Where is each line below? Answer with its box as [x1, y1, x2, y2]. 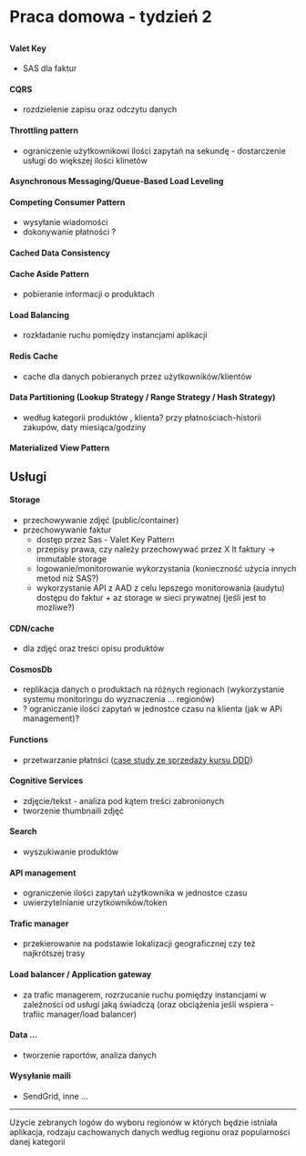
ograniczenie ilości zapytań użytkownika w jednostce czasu [22, 887, 248, 899]
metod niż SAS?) [36, 573, 99, 583]
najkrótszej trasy [22, 948, 86, 959]
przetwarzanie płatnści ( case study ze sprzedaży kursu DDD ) [22, 754, 253, 765]
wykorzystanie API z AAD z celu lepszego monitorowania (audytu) [36, 582, 285, 593]
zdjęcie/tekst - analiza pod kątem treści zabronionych [22, 795, 225, 806]
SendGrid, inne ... [22, 1091, 88, 1102]
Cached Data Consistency [9, 247, 111, 258]
